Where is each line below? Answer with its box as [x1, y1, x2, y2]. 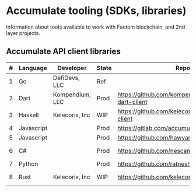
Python [18, 159, 38, 167]
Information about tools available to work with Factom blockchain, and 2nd [6, 23, 185, 30]
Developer [57, 64, 87, 72]
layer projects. [6, 29, 41, 36]
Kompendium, [52, 90, 92, 99]
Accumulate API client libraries [6, 47, 121, 57]
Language [18, 64, 48, 72]
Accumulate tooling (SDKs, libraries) [6, 4, 187, 18]
